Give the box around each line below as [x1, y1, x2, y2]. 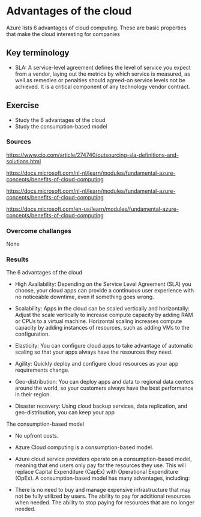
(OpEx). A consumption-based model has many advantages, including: [14, 474, 190, 482]
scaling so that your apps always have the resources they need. [14, 348, 173, 355]
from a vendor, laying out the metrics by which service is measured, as [14, 70, 190, 77]
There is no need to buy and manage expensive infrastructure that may [14, 486, 191, 494]
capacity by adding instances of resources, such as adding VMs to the [14, 324, 190, 331]
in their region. [14, 391, 51, 398]
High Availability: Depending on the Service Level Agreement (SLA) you [14, 280, 192, 288]
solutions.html [6, 157, 41, 165]
